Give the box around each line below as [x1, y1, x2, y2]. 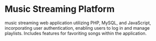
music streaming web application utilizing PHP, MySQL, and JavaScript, [4, 20, 151, 26]
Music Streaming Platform [4, 3, 115, 15]
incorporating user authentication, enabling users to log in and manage [4, 25, 150, 31]
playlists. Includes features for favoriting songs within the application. [4, 30, 147, 36]
